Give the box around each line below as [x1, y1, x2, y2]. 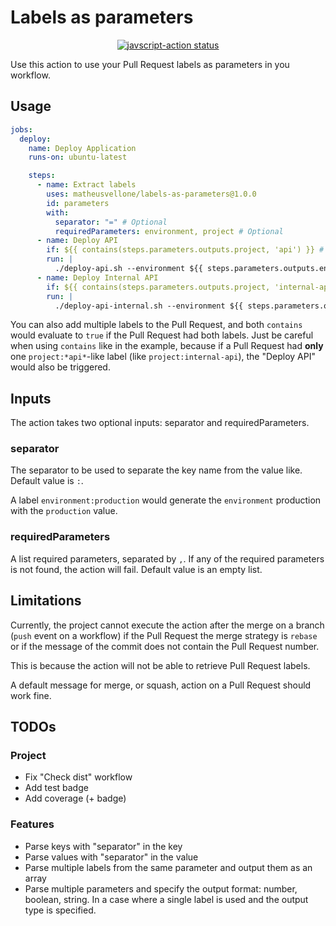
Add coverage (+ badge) [24, 792, 127, 805]
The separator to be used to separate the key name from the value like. [10, 464, 303, 476]
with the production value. [10, 505, 118, 517]
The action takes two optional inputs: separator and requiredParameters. [10, 417, 310, 429]
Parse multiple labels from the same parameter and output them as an [24, 861, 313, 873]
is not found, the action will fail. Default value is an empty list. [10, 563, 263, 575]
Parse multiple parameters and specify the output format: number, [24, 882, 298, 895]
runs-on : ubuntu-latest [28, 152, 128, 163]
